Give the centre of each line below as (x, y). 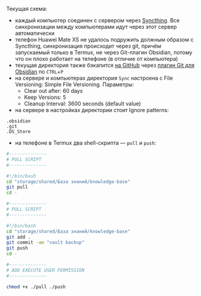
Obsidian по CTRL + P (39, 71)
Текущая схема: (27, 9)
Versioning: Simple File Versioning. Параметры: (74, 84)
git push (17, 248)
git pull (17, 187)
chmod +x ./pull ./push (36, 287)
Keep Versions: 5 (45, 97)
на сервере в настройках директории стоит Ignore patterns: (92, 110)
